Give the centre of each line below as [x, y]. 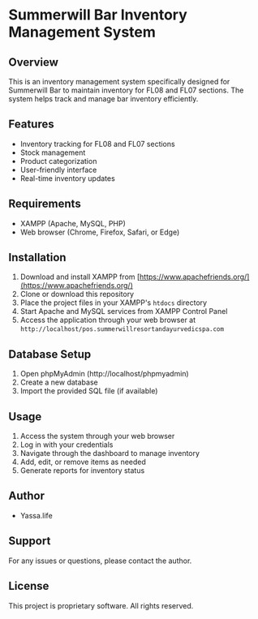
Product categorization [58, 161]
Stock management [53, 153]
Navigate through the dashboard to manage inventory [110, 454]
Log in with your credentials [67, 445]
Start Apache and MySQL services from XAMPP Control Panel [124, 312]
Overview [34, 62]
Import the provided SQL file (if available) [89, 391]
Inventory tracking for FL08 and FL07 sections [98, 144]
